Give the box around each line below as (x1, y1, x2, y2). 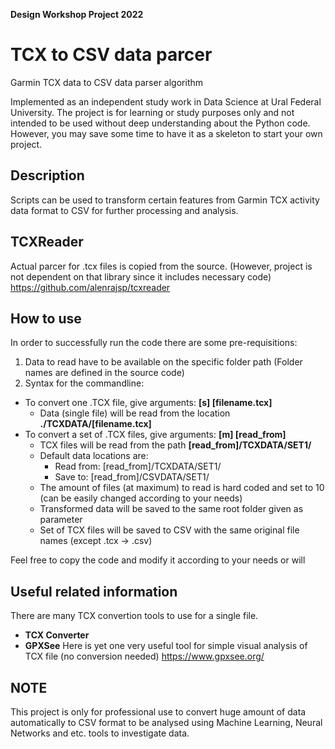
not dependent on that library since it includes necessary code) (10, 270, 272, 283)
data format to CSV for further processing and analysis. (10, 204, 239, 216)
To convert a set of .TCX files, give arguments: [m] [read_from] (24, 429, 287, 441)
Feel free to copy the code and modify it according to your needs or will (10, 554, 306, 566)
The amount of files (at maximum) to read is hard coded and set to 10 (39, 482, 325, 494)
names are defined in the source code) (24, 367, 185, 379)
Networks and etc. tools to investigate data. (10, 727, 190, 739)
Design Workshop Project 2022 (10, 9, 144, 20)
